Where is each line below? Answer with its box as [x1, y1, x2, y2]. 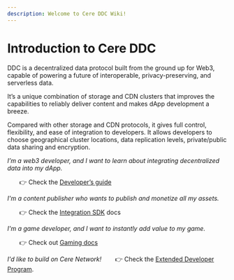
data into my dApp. [7, 164, 63, 172]
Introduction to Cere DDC [7, 40, 156, 56]
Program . [7, 265, 34, 273]
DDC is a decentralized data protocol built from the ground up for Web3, [7, 64, 215, 72]
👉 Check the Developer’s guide [19, 178, 112, 186]
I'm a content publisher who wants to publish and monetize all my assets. [7, 194, 219, 202]
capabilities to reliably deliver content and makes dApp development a [7, 99, 210, 108]
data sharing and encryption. [7, 143, 91, 151]
